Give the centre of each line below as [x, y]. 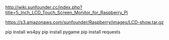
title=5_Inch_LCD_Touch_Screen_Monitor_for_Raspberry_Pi [67, 12]
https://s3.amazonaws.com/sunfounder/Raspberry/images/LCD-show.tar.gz [84, 22]
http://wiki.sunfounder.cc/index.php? [44, 7]
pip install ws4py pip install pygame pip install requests [63, 32]
